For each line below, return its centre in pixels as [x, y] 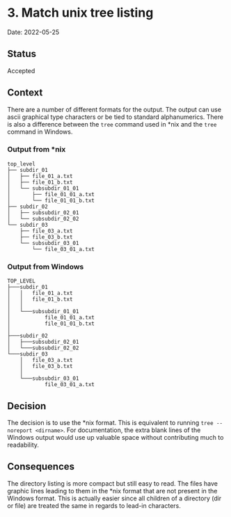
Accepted [21, 70]
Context [25, 93]
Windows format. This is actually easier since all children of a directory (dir [114, 498]
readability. [23, 445]
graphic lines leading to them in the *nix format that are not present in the [112, 491]
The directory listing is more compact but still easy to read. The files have [112, 483]
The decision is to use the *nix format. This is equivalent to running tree [110, 422]
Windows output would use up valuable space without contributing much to [115, 437]
